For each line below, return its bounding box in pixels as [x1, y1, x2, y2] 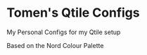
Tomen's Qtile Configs [6, 5, 140, 21]
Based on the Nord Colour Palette [6, 41, 104, 49]
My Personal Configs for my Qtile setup [6, 28, 121, 36]
